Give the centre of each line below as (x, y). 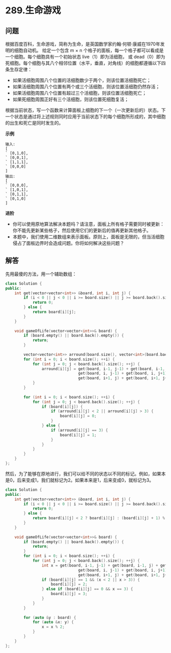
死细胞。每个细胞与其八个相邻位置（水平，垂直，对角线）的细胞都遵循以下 (83, 63)
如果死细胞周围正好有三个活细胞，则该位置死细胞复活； (70, 99)
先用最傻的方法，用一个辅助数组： (41, 274)
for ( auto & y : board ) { (50, 617)
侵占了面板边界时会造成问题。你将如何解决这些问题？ (68, 243)
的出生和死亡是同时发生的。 (34, 123)
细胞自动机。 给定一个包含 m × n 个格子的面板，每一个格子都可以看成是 (89, 50)
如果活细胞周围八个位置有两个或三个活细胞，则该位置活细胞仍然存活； (86, 87)
